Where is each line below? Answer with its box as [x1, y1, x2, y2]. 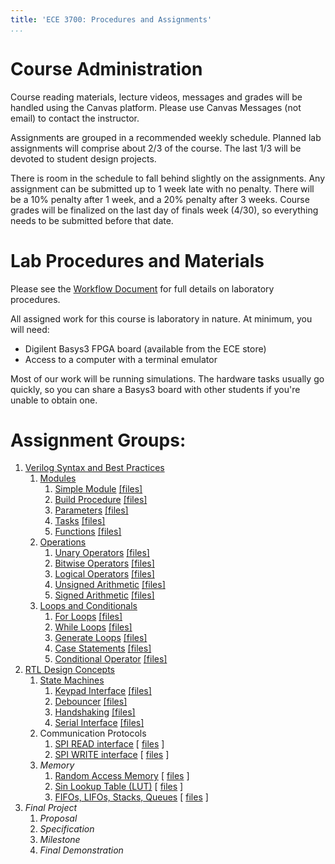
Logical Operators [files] [54, 568, 155, 580]
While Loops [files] [54, 621, 133, 633]
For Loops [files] [54, 611, 123, 623]
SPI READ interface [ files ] [54, 738, 165, 750]
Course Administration [10, 57, 203, 80]
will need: [10, 323, 50, 335]
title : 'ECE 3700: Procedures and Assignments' [10, 14, 213, 25]
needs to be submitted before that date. [10, 214, 174, 226]
